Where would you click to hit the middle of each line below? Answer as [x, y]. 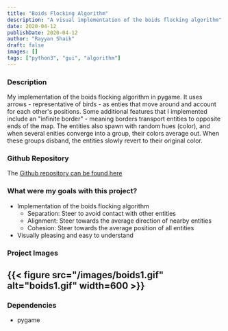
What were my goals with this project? [72, 191]
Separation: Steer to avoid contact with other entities [102, 213]
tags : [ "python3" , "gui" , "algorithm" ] [64, 58]
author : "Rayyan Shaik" [41, 39]
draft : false [26, 45]
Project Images [33, 253]
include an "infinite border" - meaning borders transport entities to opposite [114, 119]
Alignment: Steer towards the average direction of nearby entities [119, 221]
